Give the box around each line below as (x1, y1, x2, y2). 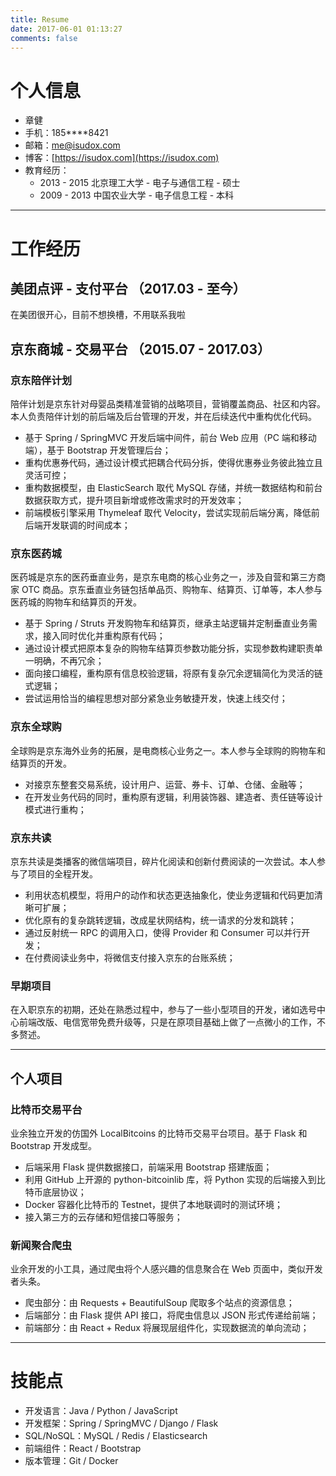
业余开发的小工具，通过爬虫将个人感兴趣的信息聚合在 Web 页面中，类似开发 (10, 1263, 323, 1275)
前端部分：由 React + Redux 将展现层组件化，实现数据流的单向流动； (24, 1322, 310, 1334)
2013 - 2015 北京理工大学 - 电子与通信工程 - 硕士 (39, 177, 241, 189)
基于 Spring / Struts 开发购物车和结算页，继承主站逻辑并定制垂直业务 (24, 617, 309, 630)
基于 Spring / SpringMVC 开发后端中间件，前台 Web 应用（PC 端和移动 (24, 432, 317, 443)
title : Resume (10, 14, 70, 25)
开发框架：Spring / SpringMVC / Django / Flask (24, 1417, 219, 1430)
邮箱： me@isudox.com (24, 139, 121, 151)
